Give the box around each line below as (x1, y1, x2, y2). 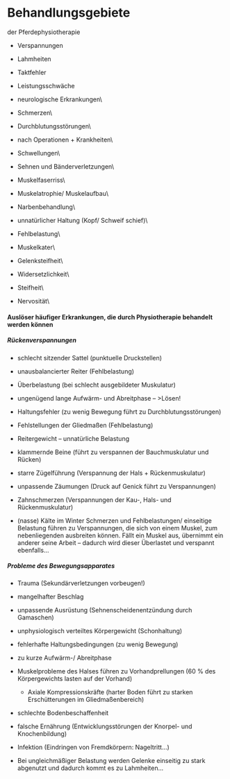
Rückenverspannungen (7, 336, 76, 344)
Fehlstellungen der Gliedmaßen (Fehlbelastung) (17, 421, 154, 429)
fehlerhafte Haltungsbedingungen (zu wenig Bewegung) (17, 640, 179, 648)
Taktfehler (17, 68, 47, 76)
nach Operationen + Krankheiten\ (17, 135, 113, 144)
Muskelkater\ (17, 243, 56, 251)
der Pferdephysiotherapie (7, 28, 81, 36)
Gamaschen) (17, 613, 54, 622)
